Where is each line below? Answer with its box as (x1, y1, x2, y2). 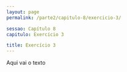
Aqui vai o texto (6, 59, 46, 67)
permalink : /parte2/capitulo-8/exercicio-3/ (6, 15, 122, 21)
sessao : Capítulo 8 (6, 26, 56, 32)
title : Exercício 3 (6, 42, 56, 49)
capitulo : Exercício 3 (6, 31, 64, 37)
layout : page (6, 9, 40, 15)
